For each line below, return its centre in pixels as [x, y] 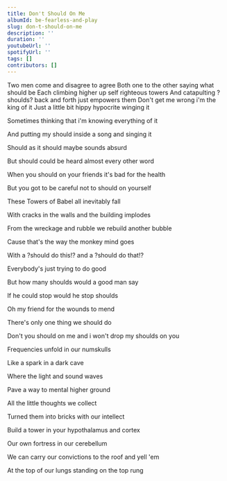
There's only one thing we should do [60, 322]
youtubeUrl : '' [29, 46]
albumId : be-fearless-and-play [52, 20]
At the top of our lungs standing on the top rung [75, 470]
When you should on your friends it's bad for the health [86, 174]
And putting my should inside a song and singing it [79, 134]
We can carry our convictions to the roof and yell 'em [83, 457]
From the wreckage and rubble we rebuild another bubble [90, 228]
